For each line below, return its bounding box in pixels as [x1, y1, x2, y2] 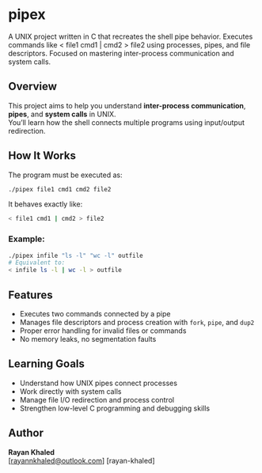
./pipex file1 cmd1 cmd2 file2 [8, 185, 112, 193]
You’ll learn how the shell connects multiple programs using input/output [8, 117, 245, 127]
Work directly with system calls [19, 386, 122, 396]
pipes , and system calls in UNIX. [8, 109, 116, 119]
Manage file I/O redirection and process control [19, 395, 175, 404]
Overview [8, 80, 58, 93]
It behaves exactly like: [8, 199, 83, 209]
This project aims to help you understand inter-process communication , [8, 100, 246, 110]
